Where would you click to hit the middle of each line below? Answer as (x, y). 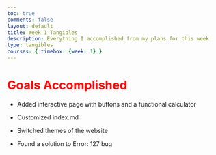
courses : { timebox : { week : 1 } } (55, 52)
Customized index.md (48, 117)
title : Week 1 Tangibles (42, 32)
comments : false (30, 20)
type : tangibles (30, 45)
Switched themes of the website (62, 130)
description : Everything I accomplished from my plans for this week (108, 39)
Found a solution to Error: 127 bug (65, 143)
